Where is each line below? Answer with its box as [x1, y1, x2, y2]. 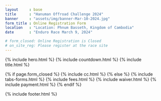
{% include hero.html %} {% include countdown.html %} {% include [5, 57, 141, 62]
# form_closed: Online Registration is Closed [5, 39, 101, 44]
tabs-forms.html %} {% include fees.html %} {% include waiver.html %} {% [5, 76, 157, 82]
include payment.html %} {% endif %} [5, 81, 82, 87]
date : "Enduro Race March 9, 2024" [5, 30, 93, 35]
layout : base [5, 7, 42, 12]
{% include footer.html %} [5, 91, 58, 97]
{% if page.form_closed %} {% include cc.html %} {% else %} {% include [5, 71, 153, 77]
